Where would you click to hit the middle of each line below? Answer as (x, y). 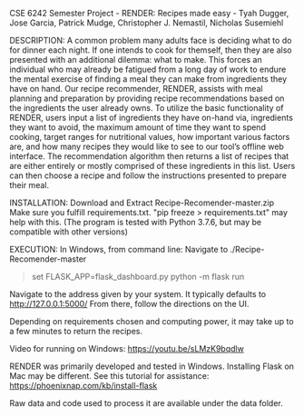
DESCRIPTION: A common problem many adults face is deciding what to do (151, 40)
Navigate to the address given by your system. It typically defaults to (137, 294)
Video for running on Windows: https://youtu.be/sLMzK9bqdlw (127, 348)
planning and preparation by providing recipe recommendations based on (147, 98)
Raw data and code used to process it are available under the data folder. (146, 403)
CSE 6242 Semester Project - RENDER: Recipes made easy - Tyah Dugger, (149, 13)
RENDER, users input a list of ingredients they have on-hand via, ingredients (151, 118)
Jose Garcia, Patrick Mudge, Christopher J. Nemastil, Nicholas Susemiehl (147, 23)
